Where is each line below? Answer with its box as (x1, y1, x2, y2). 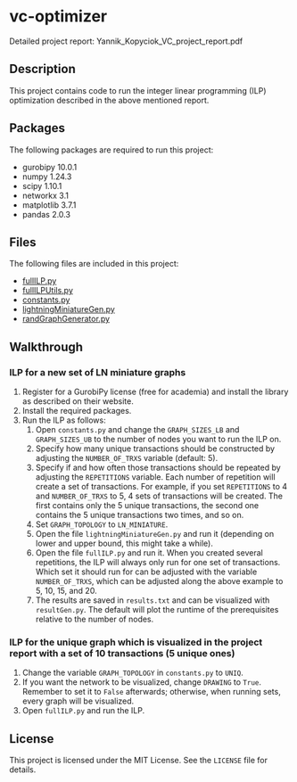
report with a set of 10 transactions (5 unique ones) (9, 646, 235, 659)
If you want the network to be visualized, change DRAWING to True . (21, 677, 261, 687)
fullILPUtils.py (21, 285, 74, 296)
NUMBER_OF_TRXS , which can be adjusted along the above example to (35, 576, 284, 587)
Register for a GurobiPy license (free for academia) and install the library (21, 386, 289, 398)
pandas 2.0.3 (21, 209, 71, 219)
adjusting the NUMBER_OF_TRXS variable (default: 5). (35, 453, 219, 464)
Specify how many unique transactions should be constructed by (35, 443, 275, 454)
